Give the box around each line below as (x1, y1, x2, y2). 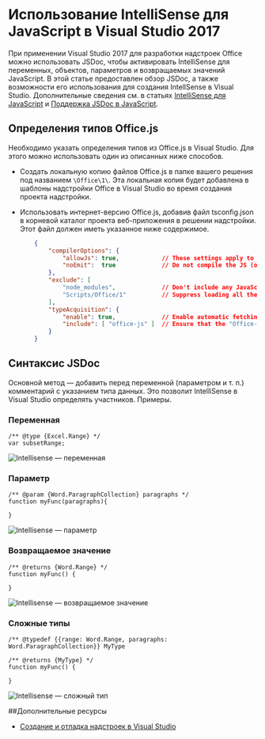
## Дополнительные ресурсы (8, 707, 107, 715)
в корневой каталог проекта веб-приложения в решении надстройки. (19, 215, 257, 225)
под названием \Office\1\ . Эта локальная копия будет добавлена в (19, 175, 249, 184)
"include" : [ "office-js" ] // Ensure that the (62, 320, 226, 328)
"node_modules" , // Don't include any (62, 283, 233, 291)
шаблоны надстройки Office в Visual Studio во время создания (19, 184, 232, 193)
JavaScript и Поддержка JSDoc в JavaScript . (8, 99, 158, 108)
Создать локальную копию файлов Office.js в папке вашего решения (19, 166, 253, 176)
